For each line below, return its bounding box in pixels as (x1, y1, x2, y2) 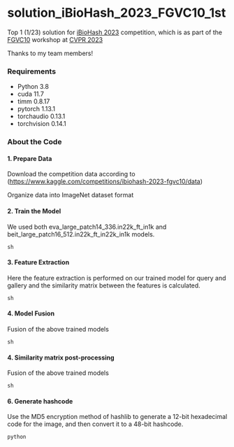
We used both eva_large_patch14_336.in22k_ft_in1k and (7, 222, 167, 231)
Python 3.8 (17, 83, 49, 91)
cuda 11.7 (17, 90, 44, 99)
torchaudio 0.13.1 (17, 112, 66, 120)
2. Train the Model (7, 206, 61, 215)
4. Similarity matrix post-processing (7, 353, 115, 362)
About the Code (7, 137, 62, 147)
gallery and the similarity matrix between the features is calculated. (7, 281, 200, 290)
